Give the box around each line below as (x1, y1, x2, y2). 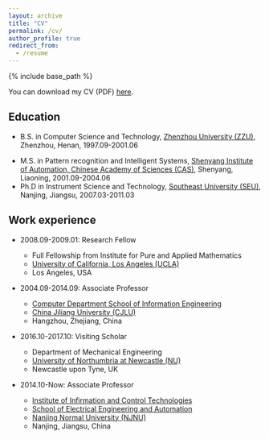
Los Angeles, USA (31, 267, 92, 277)
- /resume (15, 49, 48, 57)
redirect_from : (8, 42, 59, 50)
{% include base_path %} (8, 72, 93, 81)
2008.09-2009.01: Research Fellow (19, 234, 137, 244)
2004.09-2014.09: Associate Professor (19, 283, 149, 292)
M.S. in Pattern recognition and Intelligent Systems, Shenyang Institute (19, 155, 254, 165)
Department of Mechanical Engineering (31, 347, 163, 357)
